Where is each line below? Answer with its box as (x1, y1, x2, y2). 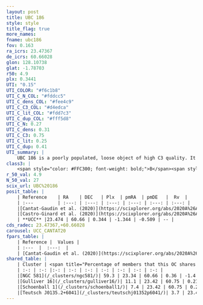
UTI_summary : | (6, 149, 45, 155)
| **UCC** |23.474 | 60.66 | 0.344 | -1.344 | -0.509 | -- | (17, 217, 174, 223)
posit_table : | (6, 188, 45, 194)
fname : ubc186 (6, 37, 42, 43)
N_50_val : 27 (6, 178, 39, 184)
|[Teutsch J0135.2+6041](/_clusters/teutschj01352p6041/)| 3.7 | (17, 289, 185, 296)
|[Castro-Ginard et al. (17, 211, 77, 217)
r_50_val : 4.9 (6, 172, 42, 178)
